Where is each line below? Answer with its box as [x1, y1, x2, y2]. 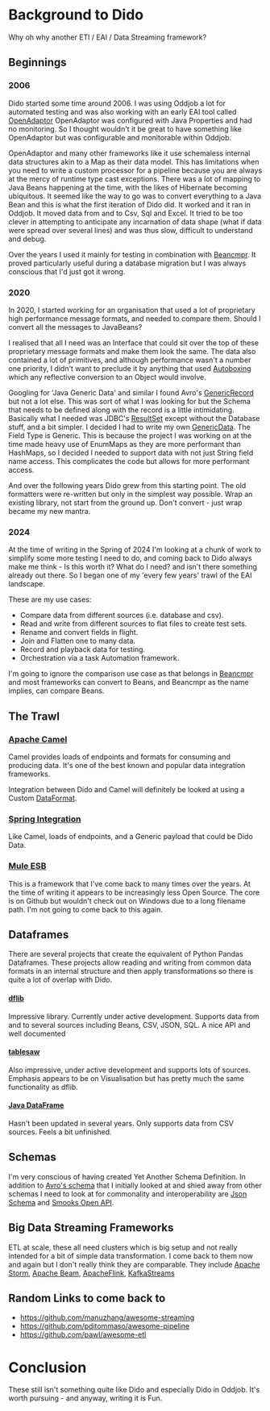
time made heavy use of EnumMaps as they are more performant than [8, 439, 242, 449]
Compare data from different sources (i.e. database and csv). [19, 611, 224, 620]
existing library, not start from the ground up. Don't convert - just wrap [8, 498, 243, 507]
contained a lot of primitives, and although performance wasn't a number [8, 355, 251, 365]
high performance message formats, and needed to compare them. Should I [8, 313, 261, 324]
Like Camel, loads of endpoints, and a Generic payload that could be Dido [8, 832, 254, 841]
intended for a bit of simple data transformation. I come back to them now [8, 1250, 254, 1260]
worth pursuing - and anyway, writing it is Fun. [8, 1393, 163, 1403]
